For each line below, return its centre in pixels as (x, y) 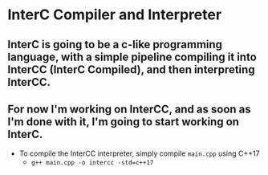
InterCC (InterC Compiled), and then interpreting (131, 69)
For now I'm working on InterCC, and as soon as (130, 109)
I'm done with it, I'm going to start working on (124, 122)
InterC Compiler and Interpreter (115, 15)
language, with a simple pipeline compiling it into (132, 57)
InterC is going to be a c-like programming (115, 45)
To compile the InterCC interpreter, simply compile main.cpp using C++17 (139, 153)
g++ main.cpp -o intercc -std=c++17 (92, 163)
